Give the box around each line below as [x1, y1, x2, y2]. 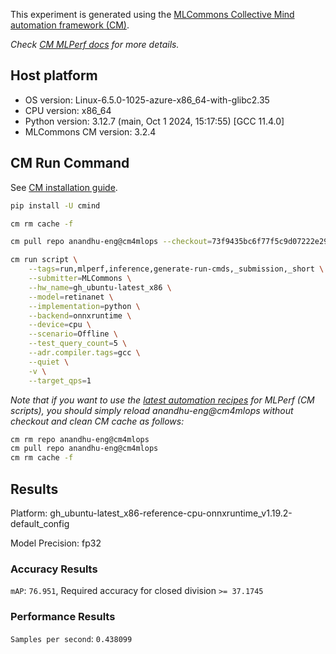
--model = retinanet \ [28, 292, 114, 302]
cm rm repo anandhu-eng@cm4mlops [10, 434, 150, 444]
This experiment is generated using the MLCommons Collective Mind [10, 9, 295, 20]
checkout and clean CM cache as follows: [10, 415, 185, 427]
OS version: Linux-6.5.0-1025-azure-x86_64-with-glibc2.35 [24, 94, 270, 106]
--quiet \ [28, 357, 70, 367]
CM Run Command [10, 155, 130, 172]
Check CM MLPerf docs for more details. [10, 39, 180, 50]
